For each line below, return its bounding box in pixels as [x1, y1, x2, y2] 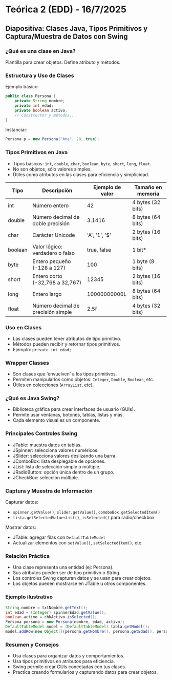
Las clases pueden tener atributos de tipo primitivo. [12, 335, 122, 342]
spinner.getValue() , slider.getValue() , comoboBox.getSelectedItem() [12, 509, 160, 515]
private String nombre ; [14, 99, 66, 104]
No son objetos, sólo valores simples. [12, 166, 92, 172]
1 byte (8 [132, 258, 155, 265]
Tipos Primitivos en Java [5, 149, 68, 156]
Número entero [32, 202, 69, 209]
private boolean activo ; [14, 108, 68, 113]
